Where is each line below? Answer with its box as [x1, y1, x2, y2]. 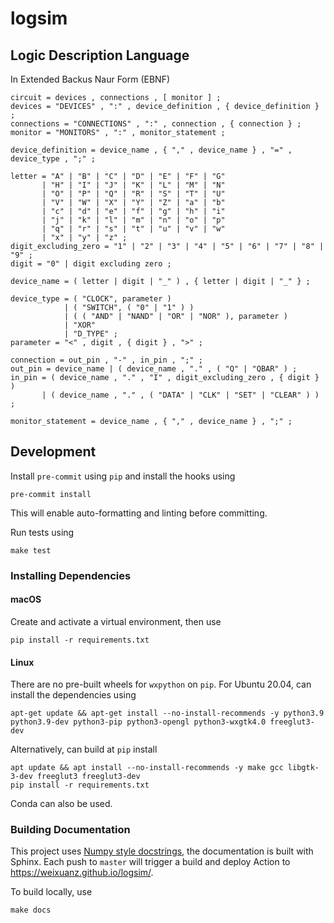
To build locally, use [10, 886, 93, 898]
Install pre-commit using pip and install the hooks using [10, 470, 236, 482]
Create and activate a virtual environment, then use [10, 615, 222, 627]
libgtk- [287, 763, 320, 773]
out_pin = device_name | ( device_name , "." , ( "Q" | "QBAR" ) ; [10, 364, 298, 374]
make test [10, 545, 52, 556]
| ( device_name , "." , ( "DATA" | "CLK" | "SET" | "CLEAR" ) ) [41, 390, 320, 400]
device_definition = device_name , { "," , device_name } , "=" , [10, 145, 293, 155]
